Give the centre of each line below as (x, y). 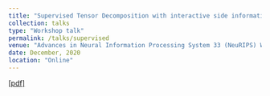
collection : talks (39, 23)
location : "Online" (41, 61)
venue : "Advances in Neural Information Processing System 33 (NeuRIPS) (133, 46)
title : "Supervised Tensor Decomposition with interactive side (118, 16)
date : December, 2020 (45, 53)
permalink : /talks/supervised (59, 38)
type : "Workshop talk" (46, 30)
